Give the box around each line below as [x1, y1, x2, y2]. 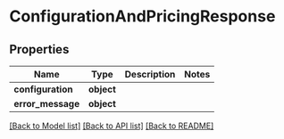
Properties [9, 42, 70, 57]
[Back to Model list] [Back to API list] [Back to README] [9, 120, 214, 131]
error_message [13, 98, 80, 110]
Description [124, 69, 176, 80]
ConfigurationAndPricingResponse [9, 6, 276, 27]
